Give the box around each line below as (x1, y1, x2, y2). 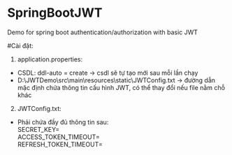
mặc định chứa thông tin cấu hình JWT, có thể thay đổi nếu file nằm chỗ (17, 83, 226, 91)
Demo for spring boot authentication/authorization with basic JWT (7, 28, 198, 36)
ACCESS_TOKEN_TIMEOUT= (17, 133, 100, 141)
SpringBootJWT (7, 5, 103, 21)
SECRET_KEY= (17, 125, 60, 133)
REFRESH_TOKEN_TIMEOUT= (17, 140, 103, 148)
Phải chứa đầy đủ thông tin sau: (17, 117, 109, 126)
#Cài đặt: (7, 41, 34, 50)
